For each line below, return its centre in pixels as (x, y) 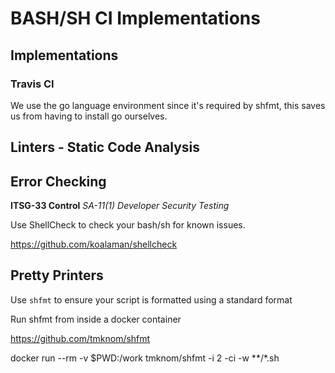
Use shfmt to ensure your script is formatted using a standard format (151, 299)
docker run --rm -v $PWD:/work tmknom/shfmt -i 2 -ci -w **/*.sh (145, 358)
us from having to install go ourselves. (89, 116)
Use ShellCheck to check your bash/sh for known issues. (128, 225)
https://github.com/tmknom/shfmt (80, 338)
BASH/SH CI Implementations (135, 18)
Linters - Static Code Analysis (105, 147)
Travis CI (32, 84)
